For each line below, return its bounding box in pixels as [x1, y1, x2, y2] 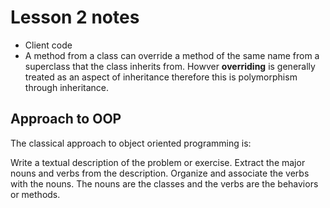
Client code [24, 39, 73, 51]
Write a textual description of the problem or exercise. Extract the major [10, 156, 306, 168]
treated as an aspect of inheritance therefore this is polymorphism [24, 71, 298, 83]
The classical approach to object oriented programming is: [10, 137, 252, 149]
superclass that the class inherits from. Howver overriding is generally [24, 60, 316, 72]
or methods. [10, 188, 61, 200]
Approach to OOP [10, 111, 122, 128]
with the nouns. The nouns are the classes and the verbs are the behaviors [10, 177, 319, 190]
